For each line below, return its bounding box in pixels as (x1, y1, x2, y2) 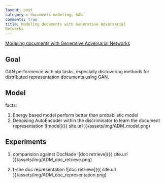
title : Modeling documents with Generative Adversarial (5, 21, 126, 27)
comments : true (5, 17, 38, 22)
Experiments (5, 138, 47, 146)
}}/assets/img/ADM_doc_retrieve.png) (12, 156, 92, 163)
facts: (5, 102, 17, 108)
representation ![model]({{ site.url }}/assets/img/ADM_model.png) (12, 123, 151, 129)
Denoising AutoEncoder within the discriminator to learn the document (12, 117, 160, 124)
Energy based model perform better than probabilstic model (12, 112, 139, 118)
